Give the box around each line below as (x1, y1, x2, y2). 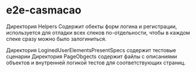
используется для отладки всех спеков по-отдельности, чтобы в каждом (6, 29, 191, 36)
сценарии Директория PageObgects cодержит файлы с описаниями (6, 53, 177, 60)
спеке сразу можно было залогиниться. (6, 35, 107, 42)
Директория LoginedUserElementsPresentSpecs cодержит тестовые (6, 46, 176, 53)
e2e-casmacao (6, 4, 82, 17)
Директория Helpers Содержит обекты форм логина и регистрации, (6, 23, 177, 30)
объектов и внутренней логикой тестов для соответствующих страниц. (6, 59, 186, 66)
